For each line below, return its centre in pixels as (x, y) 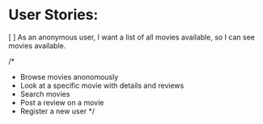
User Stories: (53, 15)
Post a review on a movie (62, 102)
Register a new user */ (57, 111)
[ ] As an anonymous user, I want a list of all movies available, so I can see (131, 37)
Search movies (45, 93)
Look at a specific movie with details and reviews (102, 85)
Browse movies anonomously (69, 76)
